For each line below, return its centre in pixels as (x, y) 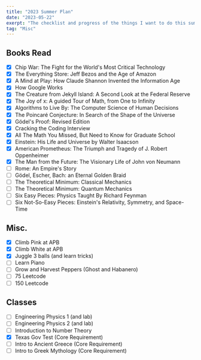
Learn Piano (30, 263)
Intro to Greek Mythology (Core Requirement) (71, 350)
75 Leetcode (30, 276)
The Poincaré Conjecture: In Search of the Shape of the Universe (95, 115)
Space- (175, 202)
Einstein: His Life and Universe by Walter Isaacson (77, 142)
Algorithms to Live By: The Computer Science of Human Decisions (97, 108)
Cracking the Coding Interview (53, 128)
